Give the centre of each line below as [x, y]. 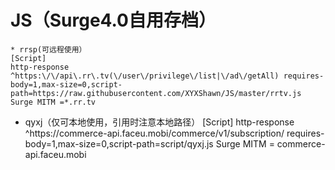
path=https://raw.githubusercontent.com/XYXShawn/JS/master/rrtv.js [156, 93]
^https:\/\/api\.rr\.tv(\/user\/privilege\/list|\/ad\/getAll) [145, 76]
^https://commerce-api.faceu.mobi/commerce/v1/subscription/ [154, 133]
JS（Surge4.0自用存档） [113, 20]
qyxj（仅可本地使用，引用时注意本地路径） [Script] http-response [159, 122]
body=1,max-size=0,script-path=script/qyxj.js [119, 143]
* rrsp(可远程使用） [48, 49]
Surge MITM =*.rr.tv [53, 102]
